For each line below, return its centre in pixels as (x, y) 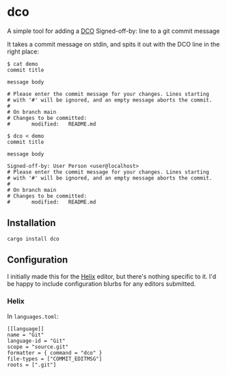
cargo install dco (33, 239)
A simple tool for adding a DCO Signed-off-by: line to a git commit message (113, 31)
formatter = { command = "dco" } (55, 353)
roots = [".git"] (32, 365)
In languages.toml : (33, 316)
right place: (23, 51)
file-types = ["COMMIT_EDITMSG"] (55, 359)
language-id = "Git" (37, 341)
